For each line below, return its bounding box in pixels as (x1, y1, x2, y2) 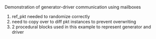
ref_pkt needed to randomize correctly (11, 14, 90, 19)
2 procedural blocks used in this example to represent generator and (11, 24, 151, 30)
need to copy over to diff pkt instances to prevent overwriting (11, 19, 136, 24)
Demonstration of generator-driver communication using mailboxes (4, 4, 141, 10)
